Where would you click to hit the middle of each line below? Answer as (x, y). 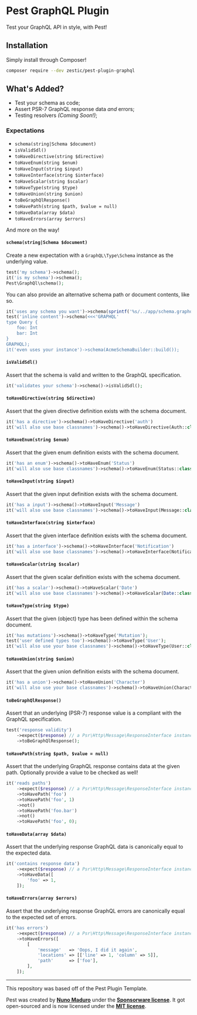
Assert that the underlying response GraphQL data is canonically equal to (95, 847)
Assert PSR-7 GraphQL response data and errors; (74, 109)
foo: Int (27, 328)
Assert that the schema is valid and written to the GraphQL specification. (94, 375)
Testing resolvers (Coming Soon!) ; (56, 115)
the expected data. (29, 853)
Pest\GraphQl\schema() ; (35, 283)
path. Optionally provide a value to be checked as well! (72, 773)
